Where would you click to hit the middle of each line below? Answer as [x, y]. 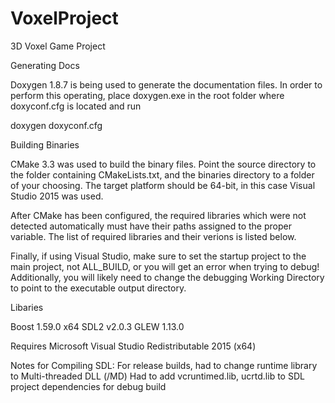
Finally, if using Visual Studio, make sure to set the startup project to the [158, 256]
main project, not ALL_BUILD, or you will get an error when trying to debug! [165, 266]
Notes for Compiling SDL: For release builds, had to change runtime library [164, 365]
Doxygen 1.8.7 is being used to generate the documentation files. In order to [166, 84]
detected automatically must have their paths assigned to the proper [151, 226]
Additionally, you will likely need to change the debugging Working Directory [167, 277]
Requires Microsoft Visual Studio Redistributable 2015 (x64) [133, 346]
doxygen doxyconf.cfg [56, 125]
